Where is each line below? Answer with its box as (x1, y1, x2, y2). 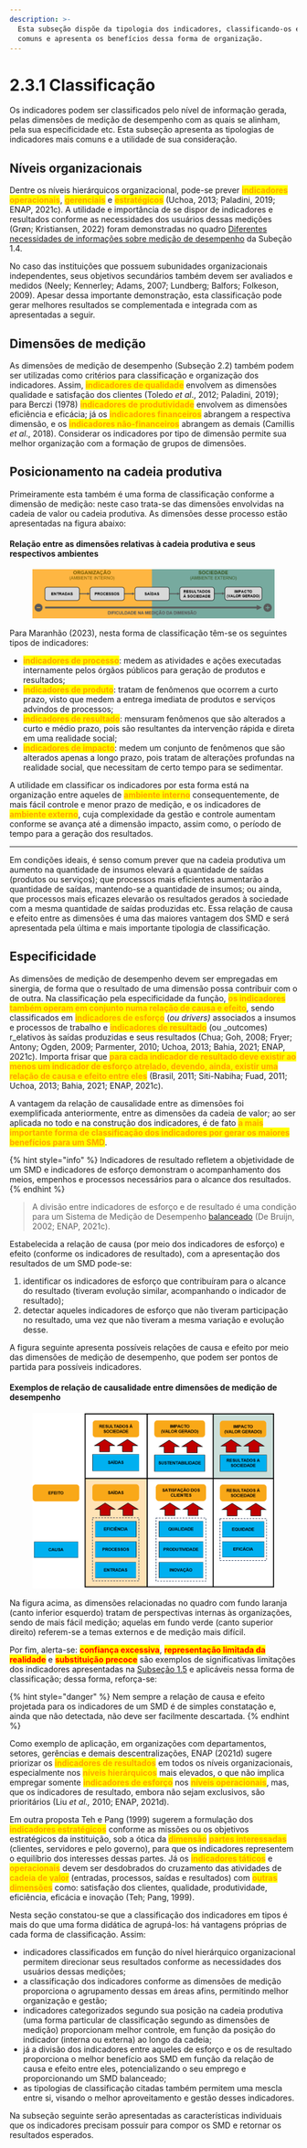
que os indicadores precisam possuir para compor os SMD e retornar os (9, 2120, 281, 2131)
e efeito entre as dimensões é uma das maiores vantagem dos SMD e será (9, 913, 290, 924)
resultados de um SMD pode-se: (9, 1257, 132, 1268)
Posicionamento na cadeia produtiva (9, 465, 223, 480)
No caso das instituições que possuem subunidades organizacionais (9, 261, 268, 272)
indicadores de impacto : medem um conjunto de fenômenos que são (22, 743, 286, 753)
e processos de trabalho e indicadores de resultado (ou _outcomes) (9, 1021, 268, 1032)
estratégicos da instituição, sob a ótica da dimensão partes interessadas (9, 1833, 287, 1844)
